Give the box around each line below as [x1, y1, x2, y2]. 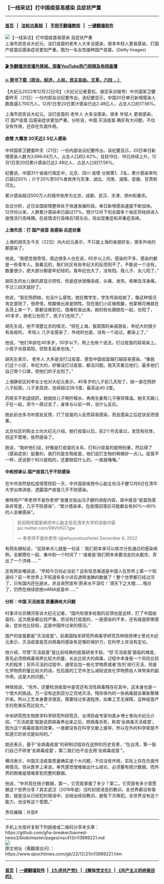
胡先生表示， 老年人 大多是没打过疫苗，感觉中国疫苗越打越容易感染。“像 [5, 356, 151, 362]
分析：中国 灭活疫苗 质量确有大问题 [5, 598, 76, 604]
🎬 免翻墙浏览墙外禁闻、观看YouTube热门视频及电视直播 [5, 63, 118, 69]
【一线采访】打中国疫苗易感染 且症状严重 [5, 4, 102, 11]
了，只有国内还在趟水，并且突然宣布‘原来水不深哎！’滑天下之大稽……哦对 [5, 580, 152, 586]
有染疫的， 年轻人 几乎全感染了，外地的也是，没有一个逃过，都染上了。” [5, 329, 149, 335]
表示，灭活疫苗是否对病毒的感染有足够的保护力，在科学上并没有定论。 [9, 639, 150, 645]
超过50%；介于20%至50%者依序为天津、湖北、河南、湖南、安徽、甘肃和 [9, 176, 158, 182]
